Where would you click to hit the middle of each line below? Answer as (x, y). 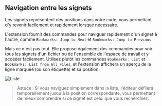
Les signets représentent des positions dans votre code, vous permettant (78, 19)
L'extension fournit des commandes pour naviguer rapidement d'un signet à (81, 34)
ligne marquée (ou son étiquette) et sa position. (53, 69)
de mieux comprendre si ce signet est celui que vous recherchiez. (83, 98)
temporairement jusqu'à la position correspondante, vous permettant (86, 93)
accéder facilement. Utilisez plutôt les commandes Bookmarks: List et (75, 59)
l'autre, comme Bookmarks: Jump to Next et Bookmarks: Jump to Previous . (79, 39)
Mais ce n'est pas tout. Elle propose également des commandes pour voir (79, 48)
